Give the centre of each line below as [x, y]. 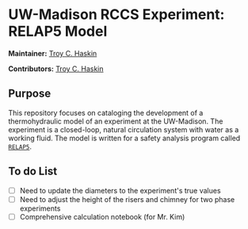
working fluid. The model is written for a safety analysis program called [124, 138]
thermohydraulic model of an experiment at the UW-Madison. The [116, 121]
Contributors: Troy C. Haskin [56, 68]
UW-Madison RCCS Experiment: [116, 15]
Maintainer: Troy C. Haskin [53, 53]
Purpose [30, 94]
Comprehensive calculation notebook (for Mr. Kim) [102, 216]
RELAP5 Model [58, 31]
